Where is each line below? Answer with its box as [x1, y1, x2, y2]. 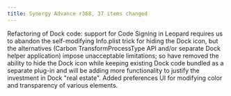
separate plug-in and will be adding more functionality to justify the [7, 66, 200, 74]
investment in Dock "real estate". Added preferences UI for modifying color [7, 74, 223, 82]
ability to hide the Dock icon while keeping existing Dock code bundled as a [7, 58, 224, 67]
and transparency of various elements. [7, 81, 118, 89]
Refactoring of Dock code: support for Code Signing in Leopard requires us [7, 29, 223, 38]
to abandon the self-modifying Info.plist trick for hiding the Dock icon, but [7, 36, 218, 45]
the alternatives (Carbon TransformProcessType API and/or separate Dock [7, 44, 221, 52]
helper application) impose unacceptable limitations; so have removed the [7, 51, 219, 60]
